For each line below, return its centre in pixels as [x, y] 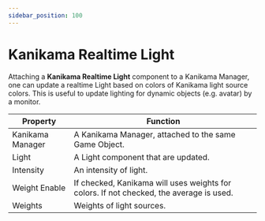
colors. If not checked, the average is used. [154, 193]
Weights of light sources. [120, 205]
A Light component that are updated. [142, 157]
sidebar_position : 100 [45, 15]
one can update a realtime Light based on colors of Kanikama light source [128, 84]
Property [39, 121]
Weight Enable [39, 188]
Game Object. [99, 144]
